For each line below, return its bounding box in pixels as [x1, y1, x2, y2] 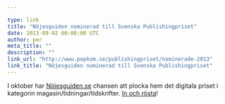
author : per [7, 36, 42, 43]
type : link [7, 16, 39, 23]
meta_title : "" [7, 43, 52, 50]
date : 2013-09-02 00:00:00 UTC [7, 30, 99, 37]
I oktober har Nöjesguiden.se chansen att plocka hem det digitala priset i [7, 82, 219, 90]
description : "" [7, 49, 55, 56]
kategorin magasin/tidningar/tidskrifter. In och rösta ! [7, 89, 159, 97]
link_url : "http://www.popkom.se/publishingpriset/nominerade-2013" [7, 56, 213, 63]
